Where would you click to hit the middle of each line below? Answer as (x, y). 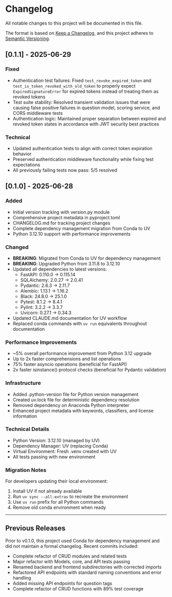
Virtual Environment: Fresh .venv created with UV (64, 451)
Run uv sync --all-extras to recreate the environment (70, 497)
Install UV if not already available (47, 491)
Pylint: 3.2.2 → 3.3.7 (41, 307)
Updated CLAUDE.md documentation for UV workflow (70, 318)
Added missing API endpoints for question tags (62, 583)
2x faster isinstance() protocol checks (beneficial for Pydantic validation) (89, 370)
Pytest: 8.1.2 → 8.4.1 (41, 302)
